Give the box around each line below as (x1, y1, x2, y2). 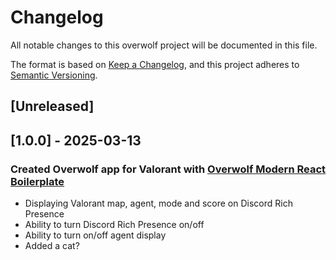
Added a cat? (24, 240, 80, 252)
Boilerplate (10, 174, 65, 188)
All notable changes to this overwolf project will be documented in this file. (10, 39, 318, 51)
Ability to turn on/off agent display (24, 229, 167, 241)
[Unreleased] (10, 98, 95, 115)
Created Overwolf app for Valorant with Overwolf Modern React (10, 162, 327, 176)
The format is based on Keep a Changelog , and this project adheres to (10, 58, 300, 70)
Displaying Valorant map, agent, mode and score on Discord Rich (24, 197, 293, 210)
